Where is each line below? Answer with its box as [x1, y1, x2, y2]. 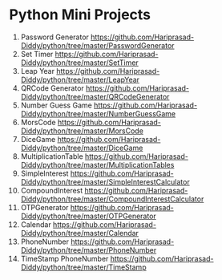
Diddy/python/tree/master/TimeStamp [20, 262, 147, 272]
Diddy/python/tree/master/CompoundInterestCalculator [20, 194, 204, 204]
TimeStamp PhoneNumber [20, 254, 109, 263]
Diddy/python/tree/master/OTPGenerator [20, 211, 157, 221]
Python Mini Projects [9, 6, 151, 24]
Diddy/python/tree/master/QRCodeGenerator [20, 91, 170, 101]
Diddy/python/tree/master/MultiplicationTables [20, 160, 175, 169]
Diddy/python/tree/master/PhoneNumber [20, 245, 157, 254]
